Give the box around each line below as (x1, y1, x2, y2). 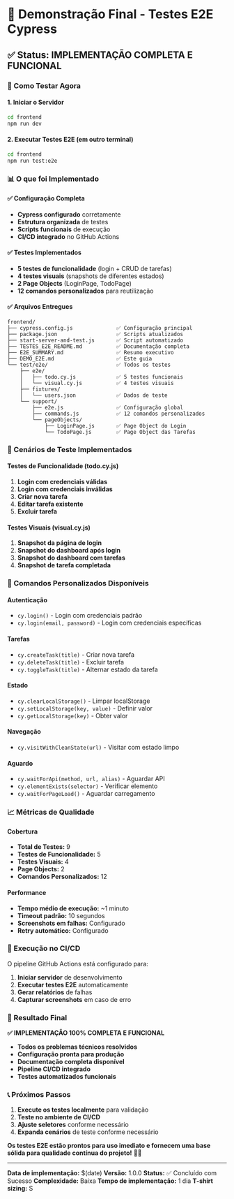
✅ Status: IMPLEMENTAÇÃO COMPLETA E (7, 49, 193, 61)
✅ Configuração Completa (7, 194, 85, 202)
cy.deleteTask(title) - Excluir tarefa (17, 657, 124, 666)
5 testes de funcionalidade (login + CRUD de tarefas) (17, 264, 172, 272)
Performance (7, 888, 47, 896)
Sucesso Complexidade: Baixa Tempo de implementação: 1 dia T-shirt (7, 1177, 214, 1185)
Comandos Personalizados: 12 (17, 873, 108, 881)
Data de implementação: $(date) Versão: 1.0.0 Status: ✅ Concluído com (7, 1169, 217, 1177)
